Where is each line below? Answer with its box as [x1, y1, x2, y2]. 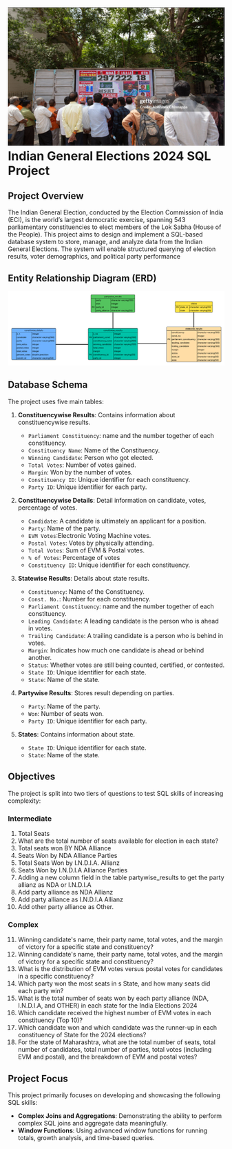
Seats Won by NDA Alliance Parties [17, 851, 118, 859]
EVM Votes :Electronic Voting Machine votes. [28, 531, 151, 539]
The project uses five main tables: [8, 397, 104, 406]
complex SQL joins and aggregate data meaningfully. [17, 1119, 168, 1127]
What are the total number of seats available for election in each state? [17, 837, 219, 845]
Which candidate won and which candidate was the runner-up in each [17, 1023, 218, 1032]
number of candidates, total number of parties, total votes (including [17, 1046, 212, 1054]
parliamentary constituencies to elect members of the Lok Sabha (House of [8, 223, 222, 231]
